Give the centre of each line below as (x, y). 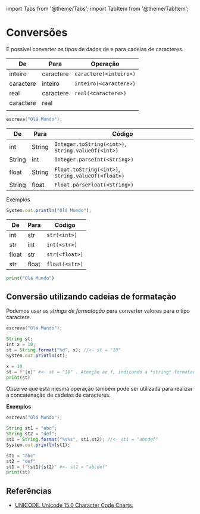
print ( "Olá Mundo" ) (30, 278)
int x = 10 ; (21, 345)
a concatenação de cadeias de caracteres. (59, 395)
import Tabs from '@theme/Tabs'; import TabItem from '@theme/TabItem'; (98, 9)
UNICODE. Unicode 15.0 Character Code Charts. (74, 505)
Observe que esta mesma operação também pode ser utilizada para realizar (100, 389)
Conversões (37, 33)
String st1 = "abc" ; (32, 428)
